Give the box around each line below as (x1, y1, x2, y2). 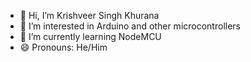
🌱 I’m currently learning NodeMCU (19, 31, 162, 42)
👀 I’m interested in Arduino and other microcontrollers (19, 20, 241, 32)
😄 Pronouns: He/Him (19, 41, 108, 53)
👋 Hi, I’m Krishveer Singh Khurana (19, 10, 160, 21)
